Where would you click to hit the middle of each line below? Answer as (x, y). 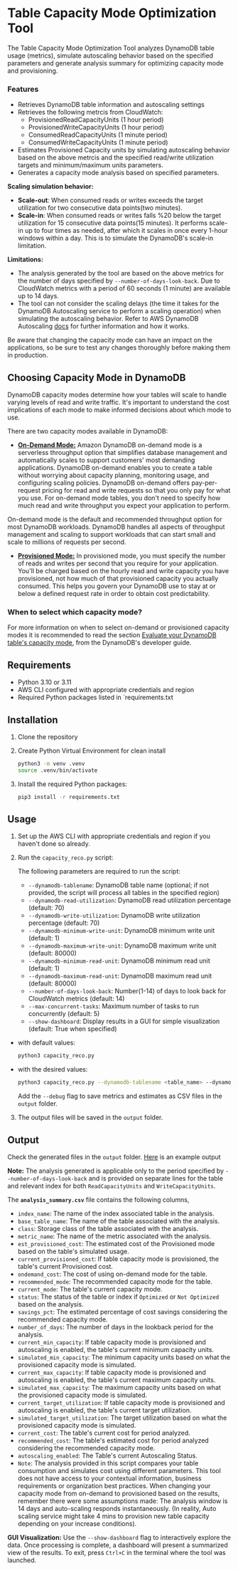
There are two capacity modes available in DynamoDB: (88, 431)
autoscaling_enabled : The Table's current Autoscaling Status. (107, 1455)
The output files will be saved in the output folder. (90, 1118)
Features (23, 89)
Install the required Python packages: (72, 784)
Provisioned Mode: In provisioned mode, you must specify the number (121, 556)
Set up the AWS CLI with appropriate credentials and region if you (114, 836)
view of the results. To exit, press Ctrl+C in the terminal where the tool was (117, 1552)
